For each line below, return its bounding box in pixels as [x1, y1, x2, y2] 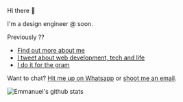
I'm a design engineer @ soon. [7, 20, 94, 27]
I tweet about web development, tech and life [16, 53, 145, 62]
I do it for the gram [16, 61, 70, 68]
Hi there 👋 [7, 7, 36, 14]
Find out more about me [16, 47, 86, 54]
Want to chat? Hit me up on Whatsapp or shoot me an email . [7, 74, 177, 82]
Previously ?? [7, 33, 45, 41]
